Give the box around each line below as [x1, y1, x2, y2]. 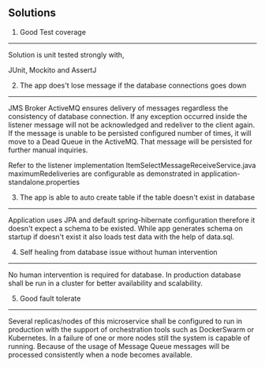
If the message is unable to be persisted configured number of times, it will [8, 128, 252, 137]
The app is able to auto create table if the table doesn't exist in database [19, 193, 255, 202]
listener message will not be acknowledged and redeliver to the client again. [8, 120, 256, 129]
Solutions [8, 6, 57, 20]
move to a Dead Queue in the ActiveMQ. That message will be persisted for [8, 137, 253, 146]
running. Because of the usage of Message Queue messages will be [8, 341, 230, 350]
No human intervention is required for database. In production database [8, 270, 241, 279]
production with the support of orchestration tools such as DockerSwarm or [8, 324, 255, 334]
